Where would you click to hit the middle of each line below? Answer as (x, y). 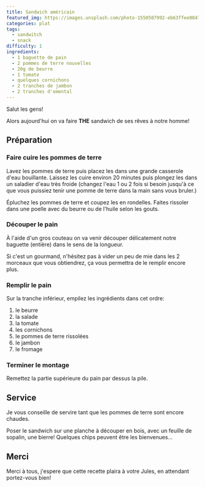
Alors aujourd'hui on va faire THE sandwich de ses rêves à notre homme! (98, 121)
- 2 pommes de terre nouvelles (52, 63)
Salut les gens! (25, 109)
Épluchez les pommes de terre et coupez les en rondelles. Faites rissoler (98, 202)
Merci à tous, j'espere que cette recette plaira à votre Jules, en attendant (98, 471)
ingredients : (23, 52)
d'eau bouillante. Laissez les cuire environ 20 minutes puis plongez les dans (102, 177)
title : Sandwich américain (41, 12)
